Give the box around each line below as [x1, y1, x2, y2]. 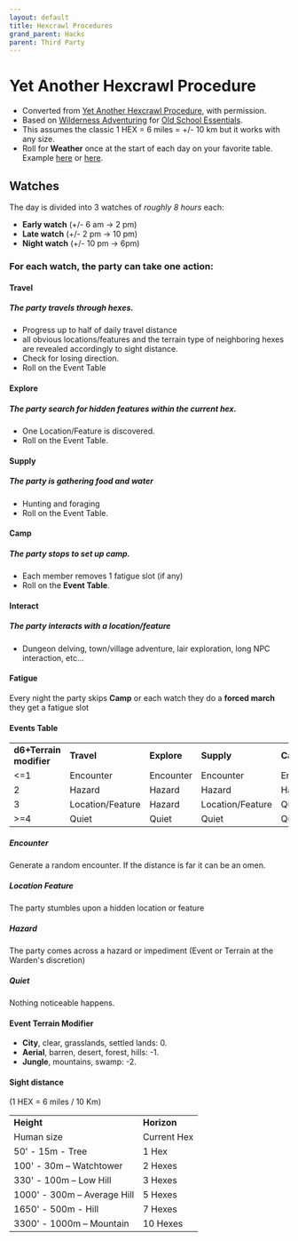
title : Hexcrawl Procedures [9, 21, 114, 30]
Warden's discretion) [9, 955, 86, 966]
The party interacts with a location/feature [9, 621, 171, 632]
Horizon [142, 1117, 177, 1129]
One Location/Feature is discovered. [21, 426, 155, 436]
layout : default [9, 12, 69, 22]
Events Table [9, 722, 59, 733]
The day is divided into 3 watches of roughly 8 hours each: [9, 202, 224, 212]
